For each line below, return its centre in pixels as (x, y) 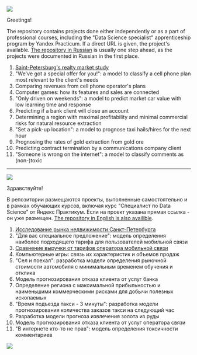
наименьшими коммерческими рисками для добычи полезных (94, 291)
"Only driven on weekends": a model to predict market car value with (98, 98)
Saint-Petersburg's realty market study (62, 67)
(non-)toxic (29, 160)
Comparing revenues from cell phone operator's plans (80, 86)
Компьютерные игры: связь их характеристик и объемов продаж (97, 254)
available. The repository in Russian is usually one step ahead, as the (90, 50)
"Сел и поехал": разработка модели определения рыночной (91, 260)
